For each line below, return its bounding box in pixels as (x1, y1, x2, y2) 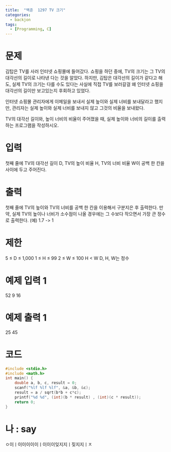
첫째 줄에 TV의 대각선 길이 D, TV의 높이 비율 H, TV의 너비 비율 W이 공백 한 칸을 (5, 160, 165, 166)
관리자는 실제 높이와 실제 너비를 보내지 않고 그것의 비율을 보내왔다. (12, 105, 145, 111)
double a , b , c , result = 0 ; (14, 381, 77, 386)
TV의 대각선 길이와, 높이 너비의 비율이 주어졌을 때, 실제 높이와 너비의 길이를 (5, 116, 157, 122)
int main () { (5, 375, 33, 381)
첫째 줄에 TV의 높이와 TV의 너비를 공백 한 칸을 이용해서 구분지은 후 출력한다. (5, 204, 158, 211)
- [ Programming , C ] (10, 27, 52, 32)
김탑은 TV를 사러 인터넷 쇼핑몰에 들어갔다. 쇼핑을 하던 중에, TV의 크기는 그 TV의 (5, 68, 165, 74)
